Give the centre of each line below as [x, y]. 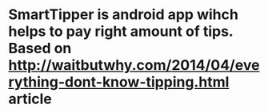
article [30, 99]
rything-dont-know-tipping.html [119, 82]
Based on [40, 48]
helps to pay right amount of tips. [121, 31]
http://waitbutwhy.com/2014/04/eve [134, 66]
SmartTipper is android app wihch [123, 15]
